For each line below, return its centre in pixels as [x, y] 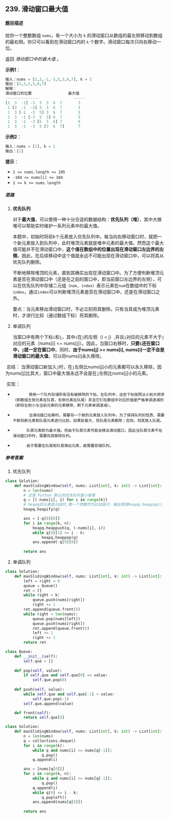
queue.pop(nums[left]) [56, 619]
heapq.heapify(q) [42, 509]
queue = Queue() [41, 586]
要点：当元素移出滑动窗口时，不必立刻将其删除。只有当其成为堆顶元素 [86, 309]
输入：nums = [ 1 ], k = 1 [30, 146]
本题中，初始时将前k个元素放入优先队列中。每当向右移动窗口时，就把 [85, 236]
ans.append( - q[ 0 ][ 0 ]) [55, 542]
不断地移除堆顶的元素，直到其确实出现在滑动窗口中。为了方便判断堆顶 [86, 272]
